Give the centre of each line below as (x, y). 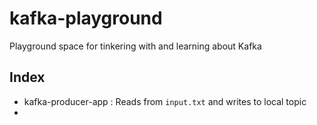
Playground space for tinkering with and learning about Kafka (135, 46)
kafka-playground (86, 18)
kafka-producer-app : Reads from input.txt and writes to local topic (165, 101)
